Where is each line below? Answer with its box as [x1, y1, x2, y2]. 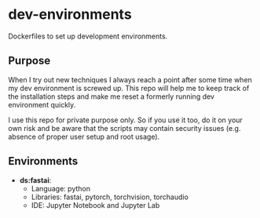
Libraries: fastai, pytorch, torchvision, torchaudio [31, 192, 189, 202]
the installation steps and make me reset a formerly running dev [8, 92, 214, 101]
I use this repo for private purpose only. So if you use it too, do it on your [8, 115, 244, 125]
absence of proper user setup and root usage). [8, 132, 160, 141]
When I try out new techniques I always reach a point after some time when [8, 74, 253, 84]
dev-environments [8, 5, 132, 24]
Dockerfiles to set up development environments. [8, 31, 168, 41]
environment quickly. [8, 100, 76, 109]
